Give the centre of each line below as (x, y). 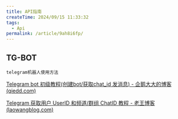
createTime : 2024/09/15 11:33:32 (47, 17)
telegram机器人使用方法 (32, 72)
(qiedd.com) (21, 91)
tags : (13, 22)
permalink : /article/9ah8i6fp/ (45, 34)
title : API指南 (24, 12)
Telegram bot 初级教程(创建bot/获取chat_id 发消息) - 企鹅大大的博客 (89, 84)
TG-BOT (22, 58)
